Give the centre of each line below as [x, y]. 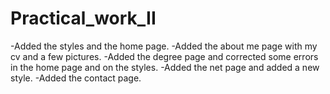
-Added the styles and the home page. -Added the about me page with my [164, 46]
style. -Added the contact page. [76, 78]
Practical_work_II [83, 18]
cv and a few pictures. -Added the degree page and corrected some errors [164, 56]
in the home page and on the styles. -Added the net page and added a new [165, 67]
